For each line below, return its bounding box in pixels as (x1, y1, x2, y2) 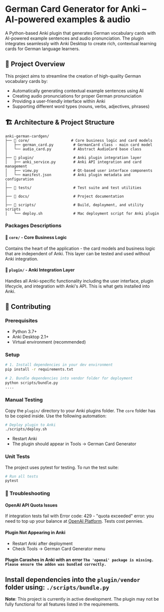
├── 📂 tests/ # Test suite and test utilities (5, 185, 141, 190)
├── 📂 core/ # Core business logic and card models (5, 138, 153, 143)
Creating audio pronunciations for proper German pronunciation (12, 93, 141, 99)
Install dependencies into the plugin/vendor (5, 575, 140, 584)
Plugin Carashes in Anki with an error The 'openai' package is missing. (5, 557, 154, 563)
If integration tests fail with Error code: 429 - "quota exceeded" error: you (5, 513, 154, 519)
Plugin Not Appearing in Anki (5, 530, 65, 535)
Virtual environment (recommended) (12, 339, 86, 345)
